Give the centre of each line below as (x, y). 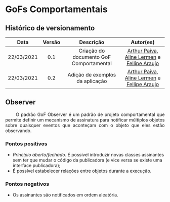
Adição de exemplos (92, 75)
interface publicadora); (36, 166)
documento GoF (92, 57)
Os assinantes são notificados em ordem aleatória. (65, 195)
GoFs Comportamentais (56, 9)
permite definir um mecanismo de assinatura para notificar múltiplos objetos (85, 119)
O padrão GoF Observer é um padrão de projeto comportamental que (90, 114)
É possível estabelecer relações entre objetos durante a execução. (82, 171)
